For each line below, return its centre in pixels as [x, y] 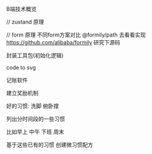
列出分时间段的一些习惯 [36, 119]
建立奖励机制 [22, 93]
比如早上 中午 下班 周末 [35, 132]
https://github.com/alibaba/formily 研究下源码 [63, 42]
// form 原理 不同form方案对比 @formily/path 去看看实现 [76, 35]
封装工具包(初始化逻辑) [35, 55]
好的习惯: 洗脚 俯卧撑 [33, 106]
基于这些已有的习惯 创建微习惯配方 [50, 145]
